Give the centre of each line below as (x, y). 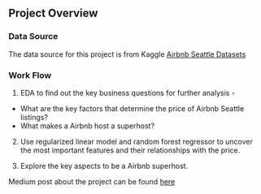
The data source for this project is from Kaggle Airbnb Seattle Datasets (127, 54)
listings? (34, 117)
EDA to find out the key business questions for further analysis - (128, 93)
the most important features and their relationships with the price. (130, 150)
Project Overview (53, 13)
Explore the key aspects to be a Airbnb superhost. (104, 166)
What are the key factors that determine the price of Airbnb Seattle (132, 108)
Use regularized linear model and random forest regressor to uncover (137, 141)
